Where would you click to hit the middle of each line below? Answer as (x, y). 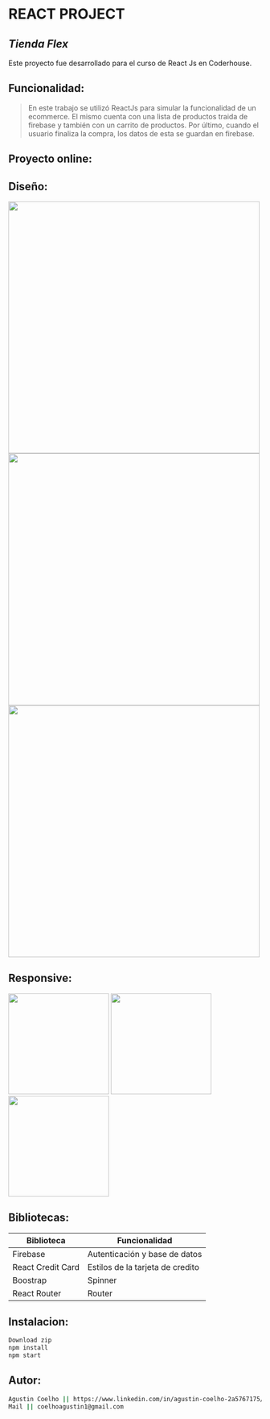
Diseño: (28, 186)
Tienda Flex (38, 44)
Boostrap (30, 1280)
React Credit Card (46, 1267)
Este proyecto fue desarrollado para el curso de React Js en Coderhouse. (130, 63)
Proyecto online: (50, 159)
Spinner (102, 1280)
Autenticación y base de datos (145, 1254)
